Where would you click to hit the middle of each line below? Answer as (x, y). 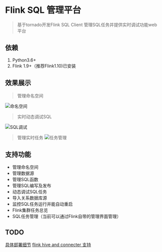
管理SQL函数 (25, 180)
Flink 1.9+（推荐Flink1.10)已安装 (44, 66)
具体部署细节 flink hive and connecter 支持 (48, 245)
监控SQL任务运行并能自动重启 (42, 204)
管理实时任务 (30, 137)
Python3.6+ (24, 60)
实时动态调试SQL (34, 117)
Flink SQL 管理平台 (43, 10)
